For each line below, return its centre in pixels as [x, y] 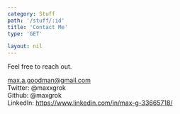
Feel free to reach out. [40, 67]
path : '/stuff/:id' [36, 21]
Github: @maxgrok [35, 96]
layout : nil [25, 47]
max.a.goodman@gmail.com [49, 80]
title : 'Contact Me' [38, 27]
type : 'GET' [25, 34]
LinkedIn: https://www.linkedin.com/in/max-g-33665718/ [90, 103]
